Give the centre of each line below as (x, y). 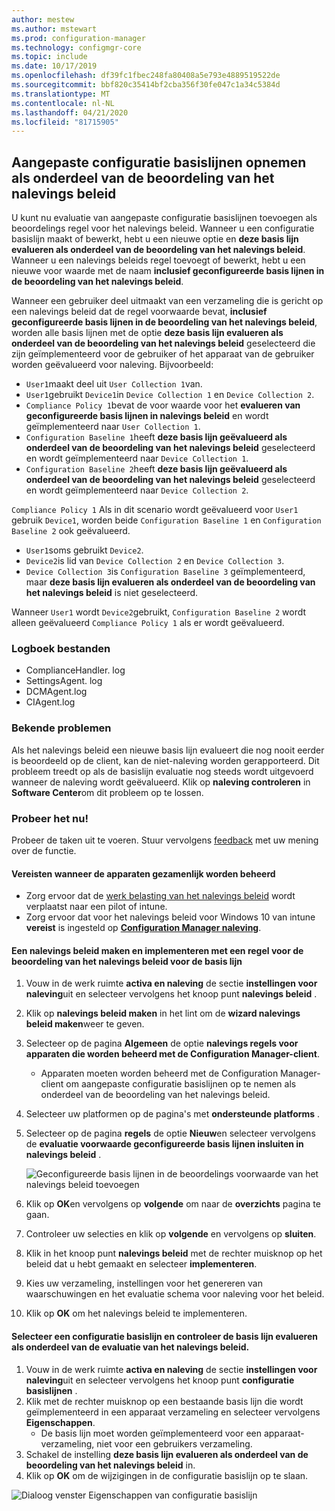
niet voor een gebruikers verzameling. (174, 1443)
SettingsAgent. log (64, 681)
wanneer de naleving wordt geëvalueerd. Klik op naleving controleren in (161, 782)
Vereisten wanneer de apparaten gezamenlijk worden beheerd (143, 873)
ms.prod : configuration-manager (78, 38)
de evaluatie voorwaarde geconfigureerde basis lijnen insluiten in (164, 1144)
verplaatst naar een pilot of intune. (96, 907)
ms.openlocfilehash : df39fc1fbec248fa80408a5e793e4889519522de (146, 76)
